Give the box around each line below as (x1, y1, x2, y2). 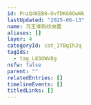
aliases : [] (7, 29, 41, 37)
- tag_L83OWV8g (13, 55, 57, 62)
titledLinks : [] (7, 87, 54, 94)
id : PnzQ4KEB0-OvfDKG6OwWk (7, 10, 85, 17)
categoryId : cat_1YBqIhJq (7, 42, 81, 49)
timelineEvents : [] (7, 81, 63, 88)
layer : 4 (7, 36, 32, 43)
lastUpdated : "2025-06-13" (7, 17, 85, 23)
